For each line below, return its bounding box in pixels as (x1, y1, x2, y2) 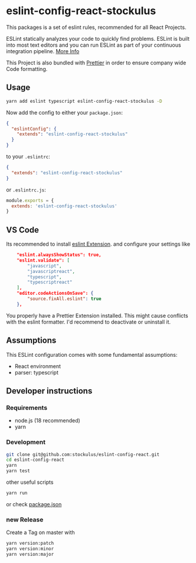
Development (6, 438, 46, 447)
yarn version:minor (6, 546, 54, 552)
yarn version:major (6, 551, 54, 558)
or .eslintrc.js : (6, 186, 46, 193)
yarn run (6, 490, 28, 496)
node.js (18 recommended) (14, 417, 81, 424)
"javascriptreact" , (27, 268, 76, 274)
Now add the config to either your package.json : (6, 109, 123, 116)
